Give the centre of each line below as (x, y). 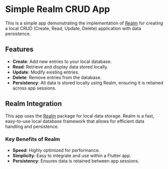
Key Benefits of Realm (33, 139)
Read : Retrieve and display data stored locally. (60, 66)
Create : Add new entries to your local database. (62, 61)
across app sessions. (34, 88)
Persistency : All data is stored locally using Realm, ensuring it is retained (88, 82)
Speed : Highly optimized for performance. (56, 150)
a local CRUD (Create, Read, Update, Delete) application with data (73, 28)
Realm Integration (34, 104)
